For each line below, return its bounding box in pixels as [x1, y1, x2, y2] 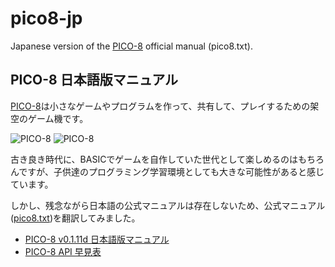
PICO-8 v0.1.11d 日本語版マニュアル [24, 233, 170, 245]
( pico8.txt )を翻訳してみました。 [10, 212, 141, 224]
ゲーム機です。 [27, 112, 89, 124]
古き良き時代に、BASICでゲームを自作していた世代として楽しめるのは [10, 153, 299, 165]
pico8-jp [10, 7, 83, 30]
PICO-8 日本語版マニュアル [10, 72, 179, 89]
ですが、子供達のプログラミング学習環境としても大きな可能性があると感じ [18, 165, 325, 177]
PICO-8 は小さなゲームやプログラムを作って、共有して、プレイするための [10, 100, 311, 112]
